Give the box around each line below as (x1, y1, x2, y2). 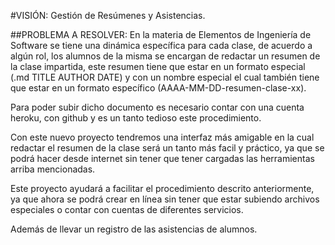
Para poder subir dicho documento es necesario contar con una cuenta (10, 101, 305, 113)
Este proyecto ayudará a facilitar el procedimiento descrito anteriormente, (10, 183, 315, 194)
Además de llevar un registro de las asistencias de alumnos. (10, 223, 258, 235)
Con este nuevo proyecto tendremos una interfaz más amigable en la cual (10, 131, 315, 143)
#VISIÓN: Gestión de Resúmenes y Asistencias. (10, 10, 206, 21)
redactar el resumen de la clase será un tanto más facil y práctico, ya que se (10, 142, 325, 154)
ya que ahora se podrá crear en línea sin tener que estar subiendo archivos (10, 193, 320, 205)
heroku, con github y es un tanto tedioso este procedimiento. (10, 112, 262, 124)
